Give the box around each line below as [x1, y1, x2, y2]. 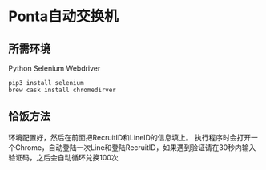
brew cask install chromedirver [8, 86, 116, 94]
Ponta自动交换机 [8, 7, 119, 26]
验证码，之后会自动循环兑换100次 [8, 152, 119, 162]
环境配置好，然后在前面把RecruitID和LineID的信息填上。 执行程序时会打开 [8, 132, 251, 142]
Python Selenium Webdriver [8, 63, 101, 73]
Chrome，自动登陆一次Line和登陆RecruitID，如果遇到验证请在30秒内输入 [14, 142, 256, 152]
